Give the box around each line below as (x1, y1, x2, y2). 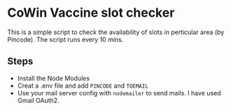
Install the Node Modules (17, 74, 90, 82)
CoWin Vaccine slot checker (7, 5, 175, 21)
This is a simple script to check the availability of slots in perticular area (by (7, 28, 225, 36)
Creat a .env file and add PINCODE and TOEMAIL (17, 81, 149, 90)
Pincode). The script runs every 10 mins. (7, 35, 124, 43)
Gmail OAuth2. (17, 96, 59, 104)
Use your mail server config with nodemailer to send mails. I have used (17, 88, 222, 97)
